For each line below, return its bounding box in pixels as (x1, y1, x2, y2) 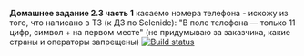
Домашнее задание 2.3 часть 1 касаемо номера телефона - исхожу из (9, 8, 289, 18)
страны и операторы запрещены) (9, 36, 139, 47)
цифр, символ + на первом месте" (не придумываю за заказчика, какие (9, 27, 291, 37)
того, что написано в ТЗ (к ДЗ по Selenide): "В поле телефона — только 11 (9, 17, 296, 28)
